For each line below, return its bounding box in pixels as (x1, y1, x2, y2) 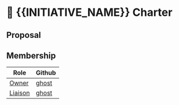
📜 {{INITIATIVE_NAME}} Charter (6, 5, 173, 20)
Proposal (6, 30, 42, 40)
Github (35, 68, 56, 77)
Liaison (9, 89, 31, 97)
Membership (6, 50, 56, 60)
